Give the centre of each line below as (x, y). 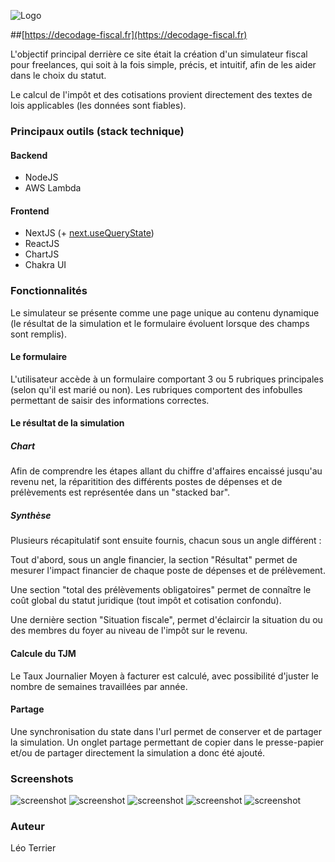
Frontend (30, 211)
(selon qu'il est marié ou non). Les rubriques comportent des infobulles (156, 389)
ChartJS (42, 254)
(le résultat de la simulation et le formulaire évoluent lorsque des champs (160, 323)
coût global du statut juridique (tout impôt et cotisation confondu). (146, 601)
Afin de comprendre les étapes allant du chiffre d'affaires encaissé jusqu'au (166, 471)
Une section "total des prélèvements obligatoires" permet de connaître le (161, 590)
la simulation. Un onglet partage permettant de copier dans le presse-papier (167, 742)
